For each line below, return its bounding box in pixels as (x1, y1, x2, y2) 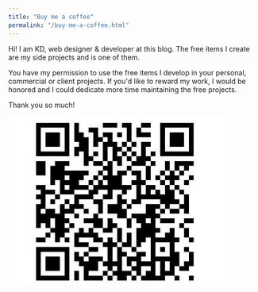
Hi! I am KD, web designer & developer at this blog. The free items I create (8, 44, 250, 53)
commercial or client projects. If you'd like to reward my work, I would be (8, 76, 246, 86)
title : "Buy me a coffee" (8, 13, 94, 21)
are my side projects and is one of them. (8, 52, 141, 62)
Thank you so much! (8, 100, 75, 109)
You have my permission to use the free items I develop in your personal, (8, 67, 247, 77)
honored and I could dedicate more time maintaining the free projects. (8, 84, 237, 94)
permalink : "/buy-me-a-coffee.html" (8, 21, 129, 29)
